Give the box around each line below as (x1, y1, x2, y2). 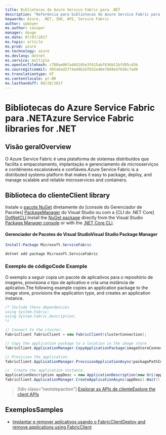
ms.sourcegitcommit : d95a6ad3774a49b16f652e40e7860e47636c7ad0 (5, 67, 138, 72)
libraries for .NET (5, 123, 77, 134)
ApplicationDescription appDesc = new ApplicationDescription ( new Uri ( (5, 373, 156, 378)
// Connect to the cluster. (5, 327, 63, 333)
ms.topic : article (5, 40, 43, 44)
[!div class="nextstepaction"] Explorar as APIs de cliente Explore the (17, 386, 156, 392)
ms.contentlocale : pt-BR (5, 76, 56, 81)
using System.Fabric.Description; (5, 314, 77, 319)
